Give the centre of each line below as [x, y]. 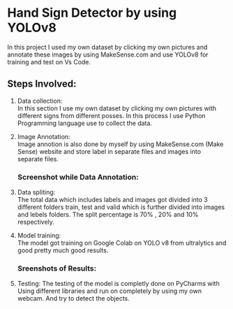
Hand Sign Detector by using [92, 13]
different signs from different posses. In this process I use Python [111, 115]
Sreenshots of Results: [57, 268]
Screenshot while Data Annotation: [78, 177]
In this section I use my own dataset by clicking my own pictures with [117, 108]
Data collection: [40, 101]
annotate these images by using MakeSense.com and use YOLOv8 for [108, 55]
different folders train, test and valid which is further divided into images [121, 207]
